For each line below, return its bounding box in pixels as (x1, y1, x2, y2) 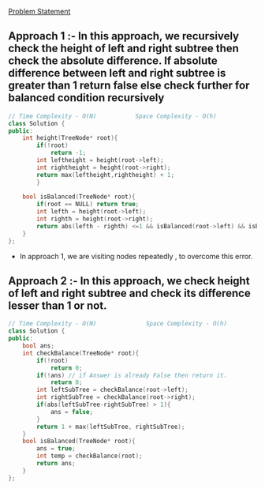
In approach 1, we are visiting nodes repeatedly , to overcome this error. (19, 251, 253, 261)
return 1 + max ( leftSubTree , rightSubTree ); (36, 423, 185, 431)
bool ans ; (22, 342, 55, 350)
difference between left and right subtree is (8, 66, 226, 80)
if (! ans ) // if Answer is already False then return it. (36, 371, 227, 379)
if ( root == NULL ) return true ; (36, 201, 140, 209)
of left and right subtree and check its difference (8, 286, 251, 299)
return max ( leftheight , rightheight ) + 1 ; (36, 171, 175, 179)
